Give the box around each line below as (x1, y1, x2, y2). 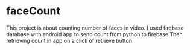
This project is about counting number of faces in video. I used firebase (6, 24, 184, 31)
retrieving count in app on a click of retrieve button (6, 37, 133, 44)
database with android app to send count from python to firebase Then (6, 30, 183, 37)
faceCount (6, 4, 61, 18)
